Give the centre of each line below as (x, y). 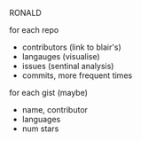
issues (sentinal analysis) (68, 66)
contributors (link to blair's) (71, 47)
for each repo (34, 30)
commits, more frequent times (77, 75)
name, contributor (55, 110)
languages (41, 119)
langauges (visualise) (61, 56)
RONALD (25, 13)
